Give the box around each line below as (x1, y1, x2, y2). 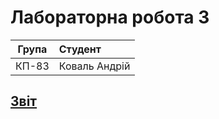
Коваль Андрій (58, 59, 131, 73)
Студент (58, 42, 102, 56)
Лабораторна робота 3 (10, 6, 210, 29)
